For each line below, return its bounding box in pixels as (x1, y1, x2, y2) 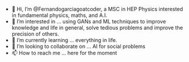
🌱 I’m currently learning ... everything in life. (11, 37, 117, 43)
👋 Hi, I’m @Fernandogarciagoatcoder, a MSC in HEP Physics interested (11, 6, 183, 12)
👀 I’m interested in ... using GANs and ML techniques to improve (11, 18, 166, 25)
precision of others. (11, 30, 59, 37)
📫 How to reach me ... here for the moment (11, 50, 117, 56)
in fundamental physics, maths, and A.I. (11, 12, 107, 19)
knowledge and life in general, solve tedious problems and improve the (11, 24, 183, 31)
